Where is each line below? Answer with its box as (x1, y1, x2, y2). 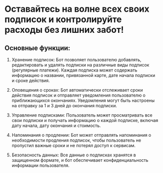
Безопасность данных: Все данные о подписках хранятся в (11, 152, 136, 158)
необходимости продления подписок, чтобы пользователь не (11, 137, 142, 143)
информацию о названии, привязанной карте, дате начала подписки (11, 73, 156, 78)
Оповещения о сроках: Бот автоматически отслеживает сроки (11, 87, 143, 93)
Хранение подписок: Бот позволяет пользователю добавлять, (11, 57, 142, 62)
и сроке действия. (11, 77, 50, 83)
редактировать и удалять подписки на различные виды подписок (11, 62, 149, 68)
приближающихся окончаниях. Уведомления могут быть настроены (11, 98, 155, 103)
